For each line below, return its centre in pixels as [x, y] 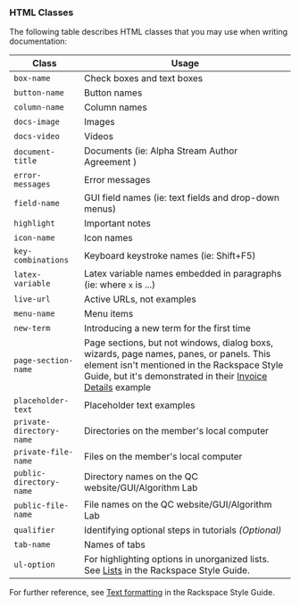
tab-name [32, 545]
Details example [118, 387]
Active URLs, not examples [140, 299]
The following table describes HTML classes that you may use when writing [149, 32]
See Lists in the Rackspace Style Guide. [167, 570]
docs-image [37, 122]
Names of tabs [115, 544]
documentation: [38, 41]
